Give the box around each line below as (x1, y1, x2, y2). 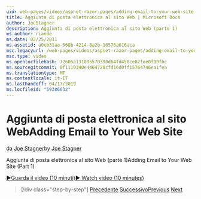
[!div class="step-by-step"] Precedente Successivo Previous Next (20, 186, 182, 193)
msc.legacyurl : (6, 48, 44, 54)
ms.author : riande (6, 31, 52, 37)
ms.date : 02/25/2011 (6, 36, 58, 42)
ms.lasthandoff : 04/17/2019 (6, 81, 77, 87)
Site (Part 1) (6, 163, 35, 170)
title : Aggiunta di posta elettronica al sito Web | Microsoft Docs (6, 14, 181, 20)
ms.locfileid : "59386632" (6, 87, 71, 93)
